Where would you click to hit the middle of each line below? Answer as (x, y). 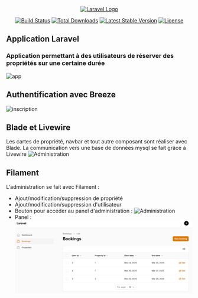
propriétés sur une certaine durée (56, 63)
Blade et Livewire (38, 127)
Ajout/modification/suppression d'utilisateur (68, 205)
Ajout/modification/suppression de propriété (69, 198)
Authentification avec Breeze (61, 95)
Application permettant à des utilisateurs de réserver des (90, 56)
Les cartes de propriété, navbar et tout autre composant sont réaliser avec (97, 142)
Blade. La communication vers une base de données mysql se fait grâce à (96, 148)
